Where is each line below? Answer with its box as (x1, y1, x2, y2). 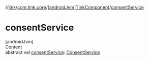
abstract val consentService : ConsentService (5, 49, 100, 55)
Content (5, 44, 22, 50)
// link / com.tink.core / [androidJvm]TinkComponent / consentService (5, 5, 144, 10)
